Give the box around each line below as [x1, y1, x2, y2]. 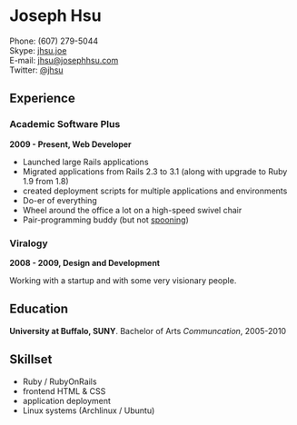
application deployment [22, 395, 112, 406]
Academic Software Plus [9, 118, 121, 131]
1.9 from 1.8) [22, 175, 70, 186]
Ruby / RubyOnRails [22, 376, 97, 387]
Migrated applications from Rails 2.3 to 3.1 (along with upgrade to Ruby [22, 165, 288, 177]
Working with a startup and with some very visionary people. [9, 274, 237, 286]
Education [9, 301, 69, 317]
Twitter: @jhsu [9, 64, 64, 75]
